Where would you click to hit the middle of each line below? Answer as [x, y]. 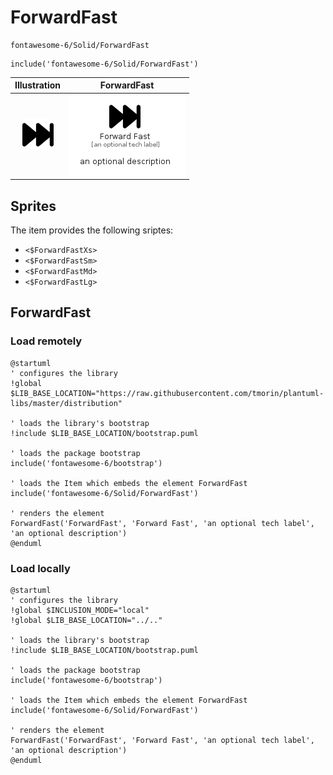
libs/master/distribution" [66, 403]
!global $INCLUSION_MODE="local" [80, 610]
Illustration [38, 85]
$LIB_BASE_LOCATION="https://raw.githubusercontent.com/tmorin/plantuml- [167, 393]
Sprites [33, 206]
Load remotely [46, 341]
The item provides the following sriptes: [92, 230]
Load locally [40, 568]
